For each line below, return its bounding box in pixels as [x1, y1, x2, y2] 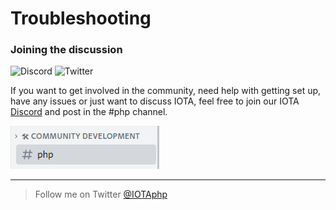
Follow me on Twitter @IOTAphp [34, 188, 168, 201]
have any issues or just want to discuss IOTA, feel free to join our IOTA [10, 95, 300, 107]
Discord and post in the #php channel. [10, 106, 168, 118]
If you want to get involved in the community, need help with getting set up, [10, 85, 322, 97]
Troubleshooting [10, 7, 152, 30]
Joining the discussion [10, 43, 123, 57]
